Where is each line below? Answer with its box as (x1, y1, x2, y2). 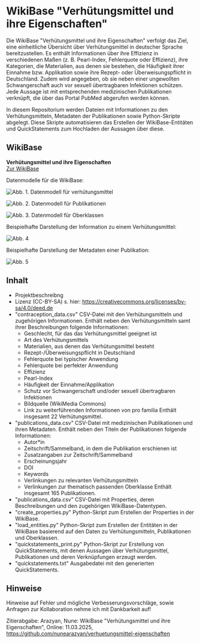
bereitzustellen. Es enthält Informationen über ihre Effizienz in (6, 49, 159, 56)
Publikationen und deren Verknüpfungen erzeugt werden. (14, 553, 157, 560)
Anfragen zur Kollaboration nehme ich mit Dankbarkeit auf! (6, 606, 151, 613)
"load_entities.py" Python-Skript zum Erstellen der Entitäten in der (14, 521, 178, 528)
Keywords (23, 470, 49, 477)
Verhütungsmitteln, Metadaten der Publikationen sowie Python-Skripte (6, 112, 181, 120)
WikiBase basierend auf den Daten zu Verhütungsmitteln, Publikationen (14, 528, 191, 535)
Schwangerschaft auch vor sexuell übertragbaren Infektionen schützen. (6, 81, 184, 88)
